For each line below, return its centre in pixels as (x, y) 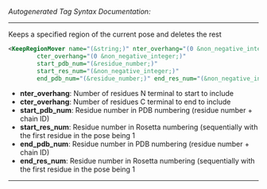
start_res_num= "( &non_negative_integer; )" (108, 71)
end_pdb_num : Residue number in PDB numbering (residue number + (135, 144)
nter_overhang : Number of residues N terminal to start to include (127, 94)
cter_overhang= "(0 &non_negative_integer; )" (112, 56)
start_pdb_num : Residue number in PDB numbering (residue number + (136, 110)
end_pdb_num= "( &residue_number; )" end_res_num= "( (120, 79)
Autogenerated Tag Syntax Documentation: (79, 12)
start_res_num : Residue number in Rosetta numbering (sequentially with (139, 127)
